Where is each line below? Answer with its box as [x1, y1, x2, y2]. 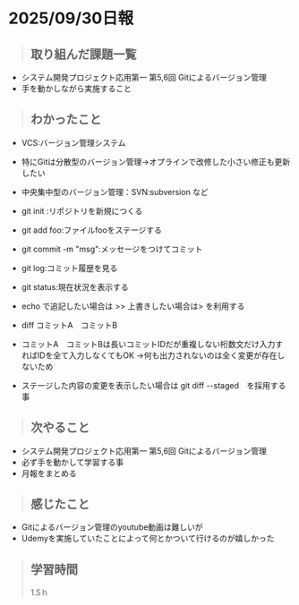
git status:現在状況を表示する [21, 281, 129, 292]
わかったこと [30, 112, 102, 127]
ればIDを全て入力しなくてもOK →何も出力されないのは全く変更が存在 [21, 350, 278, 361]
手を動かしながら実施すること [21, 83, 132, 94]
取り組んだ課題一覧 [30, 47, 137, 62]
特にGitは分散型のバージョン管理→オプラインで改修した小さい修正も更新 [21, 156, 291, 166]
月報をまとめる [21, 467, 77, 479]
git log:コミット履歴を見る [21, 262, 118, 273]
